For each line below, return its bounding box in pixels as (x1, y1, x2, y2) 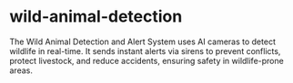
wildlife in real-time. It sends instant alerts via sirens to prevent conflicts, (9, 45, 281, 56)
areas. (9, 65, 34, 76)
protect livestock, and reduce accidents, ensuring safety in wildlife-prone (9, 55, 284, 66)
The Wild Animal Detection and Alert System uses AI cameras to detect (9, 36, 276, 47)
